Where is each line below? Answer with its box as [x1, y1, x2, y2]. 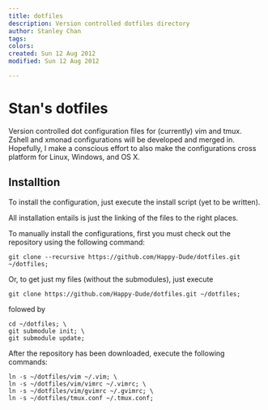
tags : [8, 34, 27, 43]
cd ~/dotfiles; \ [8, 320, 67, 328]
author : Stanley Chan [8, 27, 82, 35]
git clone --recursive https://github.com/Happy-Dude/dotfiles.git [8, 252, 241, 261]
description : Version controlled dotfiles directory [8, 19, 190, 28]
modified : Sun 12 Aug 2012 [8, 58, 100, 66]
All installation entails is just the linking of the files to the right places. [8, 213, 239, 222]
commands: [8, 356, 49, 366]
